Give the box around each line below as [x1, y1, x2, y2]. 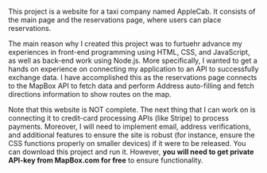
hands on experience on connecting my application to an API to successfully [8, 64, 259, 74]
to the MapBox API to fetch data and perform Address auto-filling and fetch [8, 81, 254, 90]
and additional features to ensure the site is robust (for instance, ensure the [8, 130, 256, 140]
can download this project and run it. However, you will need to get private [8, 147, 254, 156]
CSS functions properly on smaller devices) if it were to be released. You [8, 139, 246, 148]
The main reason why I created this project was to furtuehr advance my [8, 39, 242, 48]
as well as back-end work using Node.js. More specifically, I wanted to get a [8, 56, 258, 65]
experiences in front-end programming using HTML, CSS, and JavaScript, [8, 48, 250, 56]
